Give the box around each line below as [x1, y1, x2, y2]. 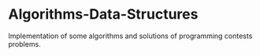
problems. [8, 39, 41, 48]
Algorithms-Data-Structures [8, 5, 199, 23]
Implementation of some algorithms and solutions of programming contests [8, 31, 253, 40]
